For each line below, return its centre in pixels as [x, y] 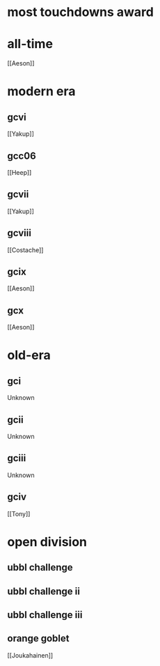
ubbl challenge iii [45, 615]
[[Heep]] [19, 172]
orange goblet [38, 638]
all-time [30, 44]
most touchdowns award [81, 12]
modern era [41, 92]
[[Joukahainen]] [30, 655]
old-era [29, 355]
